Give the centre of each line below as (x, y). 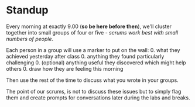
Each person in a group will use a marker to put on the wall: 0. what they (93, 50)
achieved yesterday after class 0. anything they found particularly (85, 56)
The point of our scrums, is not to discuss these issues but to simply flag (94, 91)
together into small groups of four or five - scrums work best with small (92, 32)
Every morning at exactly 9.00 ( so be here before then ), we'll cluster (89, 26)
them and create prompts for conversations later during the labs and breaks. (98, 98)
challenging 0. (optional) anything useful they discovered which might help (96, 63)
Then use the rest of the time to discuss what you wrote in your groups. (92, 80)
